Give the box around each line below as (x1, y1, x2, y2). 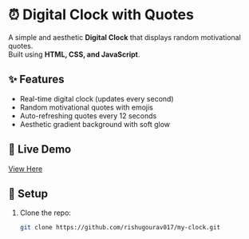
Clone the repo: (19, 208, 72, 217)
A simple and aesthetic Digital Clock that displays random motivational (8, 32, 241, 42)
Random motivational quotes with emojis (19, 102, 153, 112)
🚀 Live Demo (8, 142, 72, 157)
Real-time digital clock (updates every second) (19, 94, 174, 103)
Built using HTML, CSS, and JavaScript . (8, 50, 140, 59)
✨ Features (8, 73, 65, 86)
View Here (8, 164, 43, 173)
